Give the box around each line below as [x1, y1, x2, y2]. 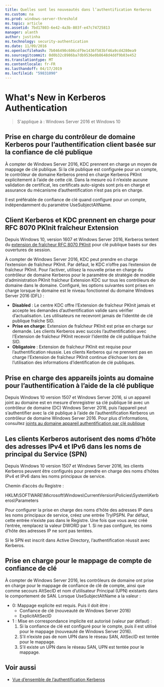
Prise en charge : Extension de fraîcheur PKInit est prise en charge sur [12, 323, 154, 329]
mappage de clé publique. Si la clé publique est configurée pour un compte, [5, 166, 158, 172]
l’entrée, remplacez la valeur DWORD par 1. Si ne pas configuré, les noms [5, 522, 152, 529]
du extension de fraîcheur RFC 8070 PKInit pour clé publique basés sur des [5, 242, 157, 248]
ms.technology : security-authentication [5, 39, 89, 44]
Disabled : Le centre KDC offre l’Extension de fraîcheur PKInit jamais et [12, 302, 155, 308]
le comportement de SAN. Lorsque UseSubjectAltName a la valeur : [5, 593, 141, 599]
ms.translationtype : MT [5, 57, 54, 62]
